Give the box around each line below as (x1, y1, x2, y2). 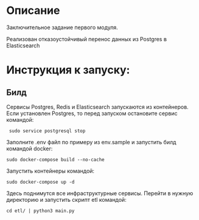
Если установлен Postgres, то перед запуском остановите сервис (6, 110, 178, 117)
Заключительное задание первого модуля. (6, 24, 119, 31)
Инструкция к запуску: (6, 63, 130, 77)
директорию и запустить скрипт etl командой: (6, 196, 127, 203)
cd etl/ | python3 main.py (6, 207, 75, 214)
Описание (6, 4, 60, 18)
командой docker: (6, 145, 53, 152)
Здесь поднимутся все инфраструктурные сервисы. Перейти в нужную (6, 189, 194, 197)
